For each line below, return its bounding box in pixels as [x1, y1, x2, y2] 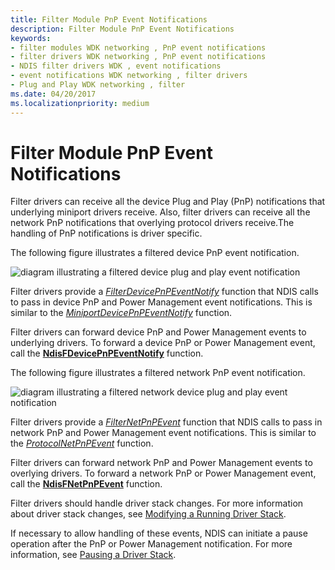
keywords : [10, 33, 52, 43]
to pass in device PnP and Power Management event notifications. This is [10, 296, 313, 308]
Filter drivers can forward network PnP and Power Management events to [10, 457, 313, 469]
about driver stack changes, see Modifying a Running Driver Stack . [10, 508, 287, 520]
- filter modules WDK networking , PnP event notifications [10, 42, 267, 53]
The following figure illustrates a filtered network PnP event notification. [10, 367, 306, 379]
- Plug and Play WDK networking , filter [10, 80, 186, 90]
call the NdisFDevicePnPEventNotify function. [10, 347, 204, 360]
